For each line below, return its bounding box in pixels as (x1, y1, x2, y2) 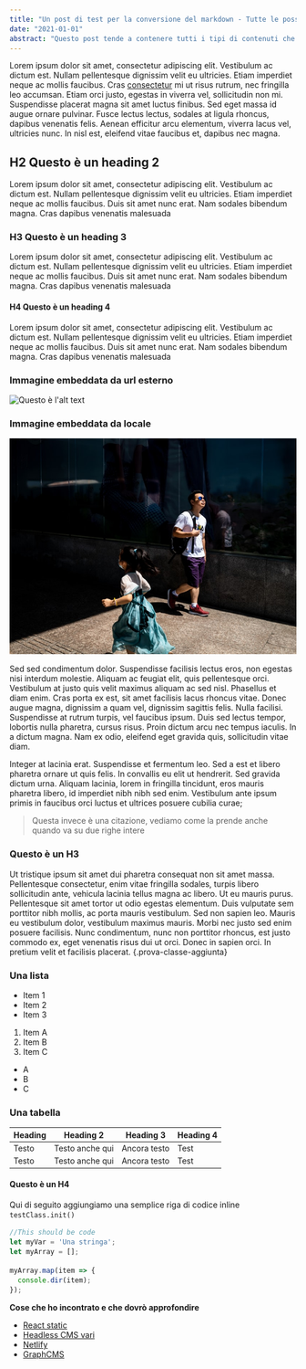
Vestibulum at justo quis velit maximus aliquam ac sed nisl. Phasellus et (9, 683, 277, 694)
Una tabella (9, 1106, 61, 1119)
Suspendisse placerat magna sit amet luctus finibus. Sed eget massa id (9, 99, 278, 110)
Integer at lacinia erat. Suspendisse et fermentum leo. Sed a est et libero (9, 759, 280, 770)
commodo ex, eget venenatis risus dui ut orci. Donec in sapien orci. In (9, 936, 271, 947)
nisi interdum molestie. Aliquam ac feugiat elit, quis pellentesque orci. (9, 673, 270, 684)
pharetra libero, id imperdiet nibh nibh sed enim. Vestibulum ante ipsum (9, 788, 278, 799)
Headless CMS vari (22, 1330, 96, 1340)
